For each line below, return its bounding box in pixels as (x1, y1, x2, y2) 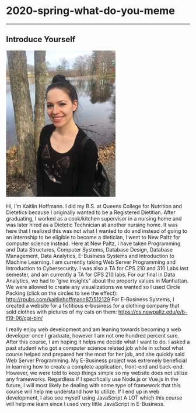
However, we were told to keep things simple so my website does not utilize (6, 369, 188, 376)
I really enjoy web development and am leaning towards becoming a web (6, 326, 181, 333)
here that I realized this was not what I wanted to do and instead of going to (6, 227, 188, 235)
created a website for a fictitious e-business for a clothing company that (6, 302, 180, 309)
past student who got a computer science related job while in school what (6, 344, 184, 352)
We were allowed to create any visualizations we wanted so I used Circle (6, 283, 181, 290)
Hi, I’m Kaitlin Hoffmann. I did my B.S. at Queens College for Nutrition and (6, 202, 183, 209)
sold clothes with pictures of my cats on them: (6, 308, 117, 315)
